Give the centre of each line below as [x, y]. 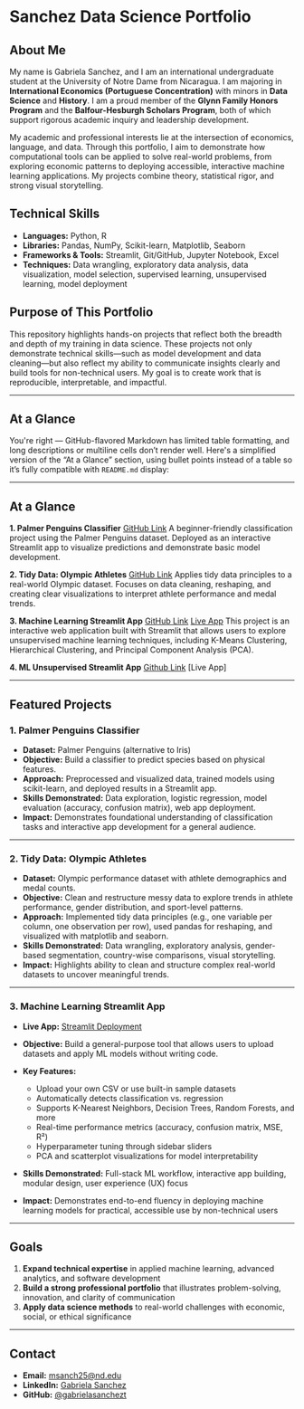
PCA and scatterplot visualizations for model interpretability [147, 1156]
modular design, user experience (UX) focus [105, 1183]
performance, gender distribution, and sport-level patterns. [133, 908]
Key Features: [49, 1071]
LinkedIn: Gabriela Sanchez [74, 1385]
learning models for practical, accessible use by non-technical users [150, 1210]
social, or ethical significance [77, 1317]
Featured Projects [61, 704]
